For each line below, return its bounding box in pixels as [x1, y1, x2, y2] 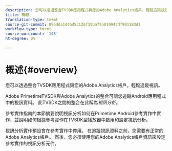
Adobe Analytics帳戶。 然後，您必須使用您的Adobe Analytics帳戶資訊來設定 [5, 134, 165, 140]
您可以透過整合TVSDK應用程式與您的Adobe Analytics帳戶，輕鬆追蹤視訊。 [5, 82, 163, 88]
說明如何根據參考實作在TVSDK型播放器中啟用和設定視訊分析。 [18, 116, 151, 123]
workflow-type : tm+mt [5, 27, 52, 32]
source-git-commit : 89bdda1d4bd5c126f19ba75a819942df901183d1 [5, 21, 141, 27]
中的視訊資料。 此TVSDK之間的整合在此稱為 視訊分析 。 [5, 99, 121, 105]
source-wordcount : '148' [5, 31, 58, 36]
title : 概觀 [5, 12, 29, 17]
